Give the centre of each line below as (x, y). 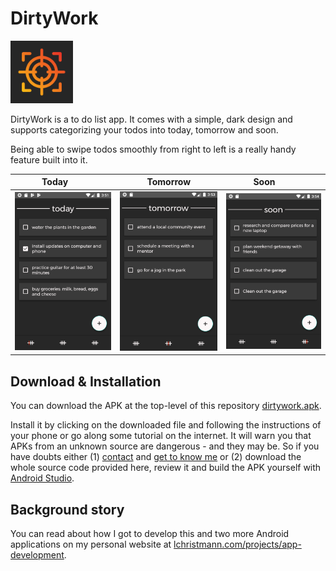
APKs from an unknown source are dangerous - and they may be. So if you (165, 446)
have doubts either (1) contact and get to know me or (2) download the (156, 457)
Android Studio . (42, 478)
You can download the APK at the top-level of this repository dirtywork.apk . (166, 406)
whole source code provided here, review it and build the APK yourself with (166, 468)
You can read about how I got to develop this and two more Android (150, 534)
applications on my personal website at (91, 544)
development (37, 555)
